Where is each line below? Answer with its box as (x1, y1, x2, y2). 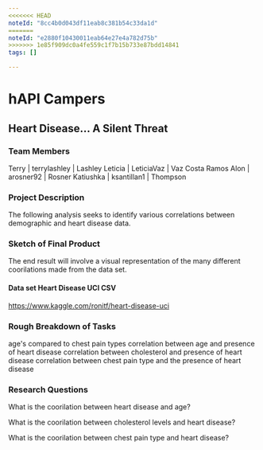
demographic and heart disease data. (8, 218, 131, 228)
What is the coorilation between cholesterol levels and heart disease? (8, 417, 236, 427)
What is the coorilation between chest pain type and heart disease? (8, 433, 230, 443)
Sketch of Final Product (8, 238, 101, 249)
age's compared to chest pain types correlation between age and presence (8, 338, 256, 348)
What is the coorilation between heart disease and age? (8, 402, 191, 412)
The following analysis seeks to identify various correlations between (8, 210, 235, 220)
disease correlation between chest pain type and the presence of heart (8, 355, 242, 365)
